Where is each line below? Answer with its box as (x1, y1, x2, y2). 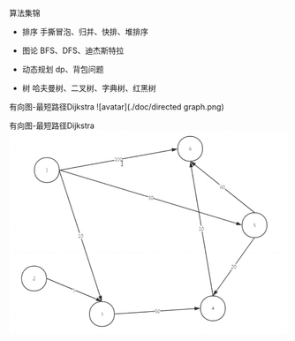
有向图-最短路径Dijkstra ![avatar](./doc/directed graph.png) (9, 102, 224, 112)
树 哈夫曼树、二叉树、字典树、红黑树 (21, 83, 156, 93)
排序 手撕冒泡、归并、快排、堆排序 (21, 27, 148, 37)
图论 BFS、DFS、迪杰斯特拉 (21, 45, 125, 56)
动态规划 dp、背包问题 (21, 64, 104, 74)
